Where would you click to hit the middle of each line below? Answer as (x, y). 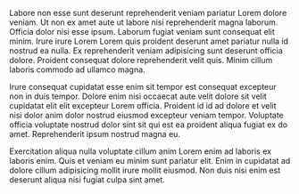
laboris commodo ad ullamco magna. (77, 69)
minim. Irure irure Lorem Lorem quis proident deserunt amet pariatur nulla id (149, 41)
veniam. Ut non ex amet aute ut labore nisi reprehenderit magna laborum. (144, 22)
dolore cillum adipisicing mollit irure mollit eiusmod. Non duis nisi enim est (145, 170)
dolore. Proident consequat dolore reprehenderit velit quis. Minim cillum (141, 60)
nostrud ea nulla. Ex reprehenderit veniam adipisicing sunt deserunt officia (146, 51)
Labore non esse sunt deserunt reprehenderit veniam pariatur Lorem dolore (148, 13)
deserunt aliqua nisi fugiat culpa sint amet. (87, 180)
